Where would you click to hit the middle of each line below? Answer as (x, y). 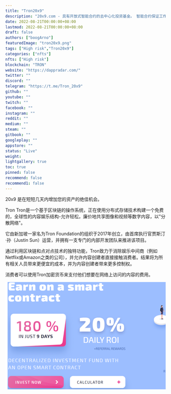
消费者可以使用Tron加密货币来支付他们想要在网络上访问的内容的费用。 (79, 274)
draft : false (19, 32)
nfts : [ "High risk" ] (27, 59)
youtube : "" (18, 97)
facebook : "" (19, 108)
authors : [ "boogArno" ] (29, 38)
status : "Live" (21, 151)
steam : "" (16, 130)
